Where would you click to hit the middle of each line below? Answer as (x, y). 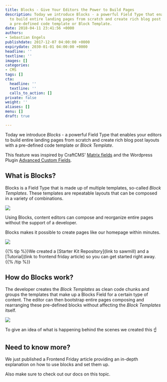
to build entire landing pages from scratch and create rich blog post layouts (82, 140)
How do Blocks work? (39, 277)
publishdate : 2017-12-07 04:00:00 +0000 (48, 42)
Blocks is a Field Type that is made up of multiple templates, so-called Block (83, 188)
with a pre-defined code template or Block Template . (59, 145)
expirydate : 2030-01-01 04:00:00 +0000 (46, 47)
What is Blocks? (31, 176)
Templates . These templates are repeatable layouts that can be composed (81, 193)
